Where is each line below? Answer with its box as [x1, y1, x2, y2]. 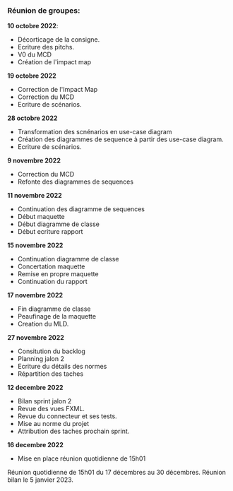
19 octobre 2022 [7, 71, 56, 80]
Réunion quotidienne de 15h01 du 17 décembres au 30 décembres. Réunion [7, 468, 226, 477]
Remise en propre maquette [17, 270, 99, 278]
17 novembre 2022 [7, 291, 64, 300]
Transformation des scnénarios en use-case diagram [17, 128, 172, 136]
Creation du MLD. [17, 320, 69, 329]
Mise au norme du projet [17, 420, 90, 428]
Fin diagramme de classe [17, 304, 91, 313]
